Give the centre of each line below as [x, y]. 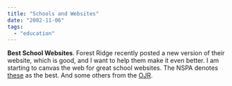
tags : [15, 27]
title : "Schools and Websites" [53, 14]
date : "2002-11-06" [36, 20]
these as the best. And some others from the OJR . [80, 76]
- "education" [34, 33]
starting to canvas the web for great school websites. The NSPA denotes [113, 68]
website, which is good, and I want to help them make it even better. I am [113, 61]
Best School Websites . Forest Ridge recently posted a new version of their [116, 53]
